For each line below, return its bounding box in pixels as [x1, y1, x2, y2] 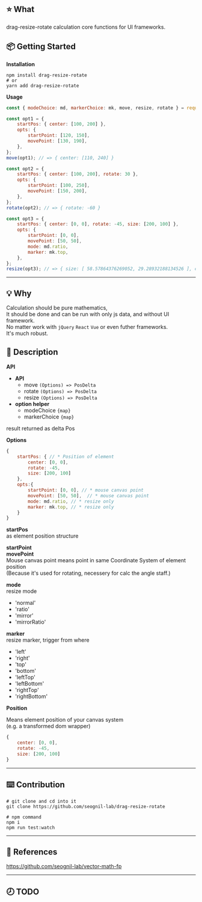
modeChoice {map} [23, 407, 71, 414]
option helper [14, 400, 50, 407]
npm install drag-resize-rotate [6, 72, 87, 78]
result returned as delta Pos [6, 425, 75, 432]
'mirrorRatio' [14, 618, 46, 626]
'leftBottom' [14, 680, 44, 687]
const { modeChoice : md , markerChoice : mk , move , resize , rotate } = [6, 105, 185, 111]
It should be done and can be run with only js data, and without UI [6, 311, 170, 318]
